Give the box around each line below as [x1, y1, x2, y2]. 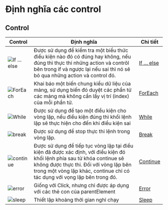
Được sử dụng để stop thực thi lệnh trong [33, 128, 130, 135]
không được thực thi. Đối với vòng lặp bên [33, 161, 131, 168]
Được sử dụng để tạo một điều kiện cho [33, 107, 126, 114]
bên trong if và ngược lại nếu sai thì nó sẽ [33, 66, 130, 72]
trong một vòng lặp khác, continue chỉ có [33, 167, 130, 174]
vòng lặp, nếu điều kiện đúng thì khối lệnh [33, 114, 131, 120]
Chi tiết [140, 39, 158, 45]
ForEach [138, 89, 158, 96]
